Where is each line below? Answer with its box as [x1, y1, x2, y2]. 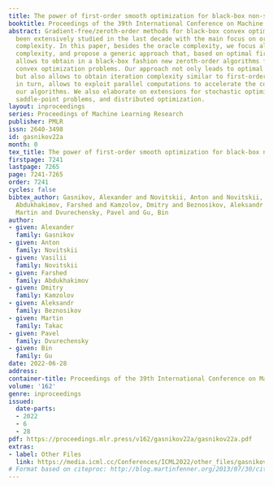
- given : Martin [8, 314, 63, 322]
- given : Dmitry [8, 284, 63, 293]
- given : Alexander [8, 223, 75, 232]
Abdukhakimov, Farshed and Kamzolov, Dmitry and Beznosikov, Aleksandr [15, 201, 264, 209]
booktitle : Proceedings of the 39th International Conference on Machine [8, 20, 264, 28]
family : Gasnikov [15, 231, 75, 240]
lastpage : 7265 [8, 163, 60, 171]
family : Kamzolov [15, 292, 75, 300]
